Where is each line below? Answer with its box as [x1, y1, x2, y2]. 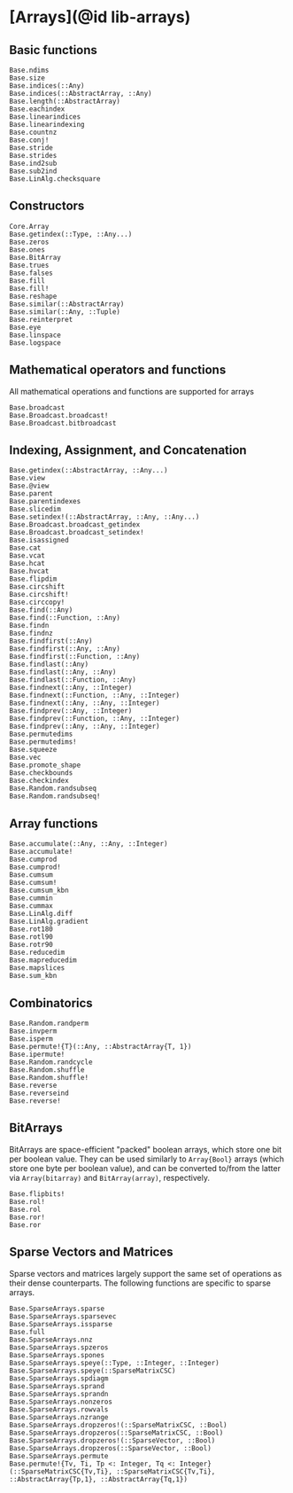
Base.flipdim [9, 575, 58, 583]
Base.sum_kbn [9, 972, 58, 981]
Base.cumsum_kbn [9, 886, 69, 895]
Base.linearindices [9, 113, 81, 121]
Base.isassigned [9, 535, 69, 545]
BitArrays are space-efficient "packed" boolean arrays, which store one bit [9, 1144, 281, 1154]
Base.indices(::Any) [9, 82, 86, 90]
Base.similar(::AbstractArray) [9, 300, 125, 309]
